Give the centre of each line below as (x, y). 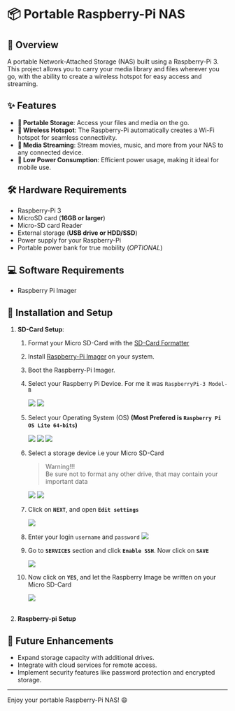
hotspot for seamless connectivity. (67, 137)
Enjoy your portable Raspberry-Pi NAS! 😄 (67, 700)
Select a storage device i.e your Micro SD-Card (96, 453)
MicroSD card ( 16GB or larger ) (62, 217)
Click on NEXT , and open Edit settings (83, 510)
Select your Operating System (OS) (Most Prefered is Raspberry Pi (124, 418)
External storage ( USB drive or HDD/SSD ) (77, 233)
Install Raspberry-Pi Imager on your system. (91, 357)
